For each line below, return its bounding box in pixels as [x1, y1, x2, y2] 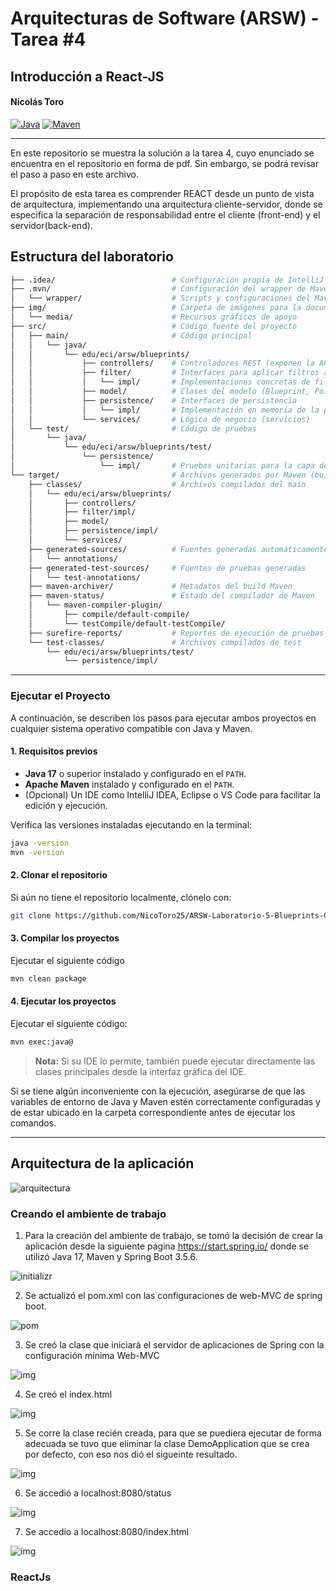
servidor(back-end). [10, 219, 93, 231]
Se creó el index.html [24, 1388, 113, 1400]
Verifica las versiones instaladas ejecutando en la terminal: [10, 818, 253, 831]
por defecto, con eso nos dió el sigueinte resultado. [24, 1448, 238, 1460]
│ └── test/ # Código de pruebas [10, 423, 257, 434]
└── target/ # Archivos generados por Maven [10, 470, 307, 480]
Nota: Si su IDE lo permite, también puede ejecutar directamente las [34, 1055, 316, 1067]
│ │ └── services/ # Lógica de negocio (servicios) [10, 414, 311, 424]
